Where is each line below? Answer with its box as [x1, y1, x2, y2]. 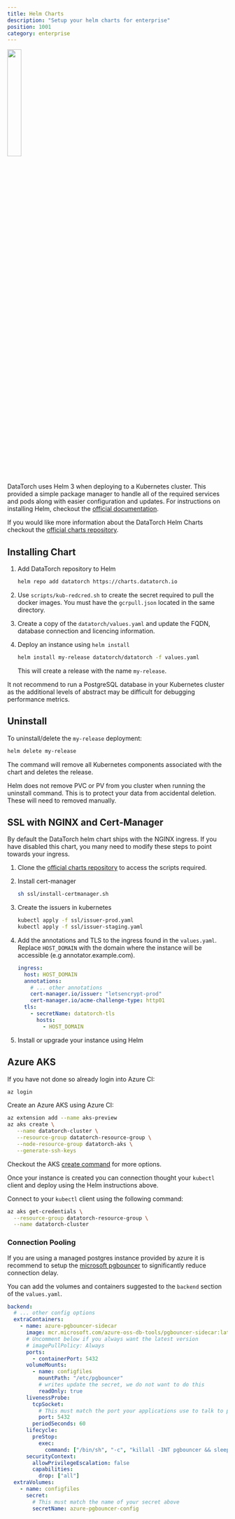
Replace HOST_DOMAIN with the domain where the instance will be [17, 944, 202, 952]
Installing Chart [7, 546, 76, 558]
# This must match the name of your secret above [32, 1498, 180, 1506]
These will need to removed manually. [7, 796, 117, 805]
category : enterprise [7, 29, 71, 37]
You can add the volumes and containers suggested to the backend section [7, 1282, 222, 1290]
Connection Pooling [7, 1238, 76, 1248]
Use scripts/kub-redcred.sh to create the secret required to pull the [17, 590, 215, 599]
